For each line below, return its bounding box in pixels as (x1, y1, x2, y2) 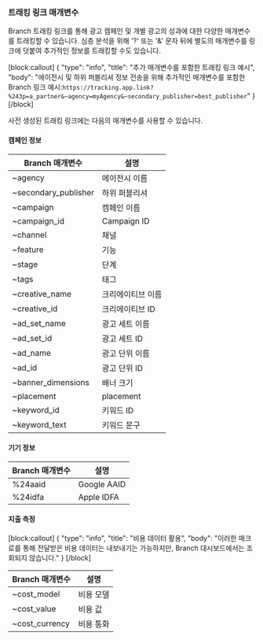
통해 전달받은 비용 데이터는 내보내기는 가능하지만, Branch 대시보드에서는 (22, 543, 245, 553)
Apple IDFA (78, 491, 119, 502)
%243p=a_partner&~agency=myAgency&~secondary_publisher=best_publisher (8, 93, 247, 101)
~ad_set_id (12, 332, 53, 343)
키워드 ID (101, 405, 134, 416)
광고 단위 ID (101, 362, 144, 373)
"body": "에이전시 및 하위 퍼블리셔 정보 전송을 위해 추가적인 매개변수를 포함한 (8, 72, 246, 82)
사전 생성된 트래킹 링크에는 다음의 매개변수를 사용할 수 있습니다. (8, 116, 203, 125)
